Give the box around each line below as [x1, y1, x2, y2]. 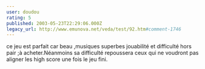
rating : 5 [6, 15, 32, 21]
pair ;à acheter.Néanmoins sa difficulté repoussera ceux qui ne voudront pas [6, 49, 199, 57]
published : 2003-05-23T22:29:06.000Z [6, 20, 103, 26]
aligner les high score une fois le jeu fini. [6, 56, 108, 63]
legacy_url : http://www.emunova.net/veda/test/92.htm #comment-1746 [6, 26, 182, 32]
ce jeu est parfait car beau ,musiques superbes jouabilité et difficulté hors [6, 43, 192, 50]
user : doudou [6, 9, 40, 15]
